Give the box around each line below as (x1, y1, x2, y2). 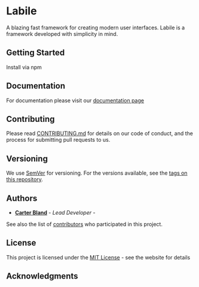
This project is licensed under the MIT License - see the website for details (6, 254, 191, 261)
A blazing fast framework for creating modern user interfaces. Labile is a (6, 24, 185, 31)
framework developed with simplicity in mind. (6, 30, 118, 37)
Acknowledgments (6, 271, 79, 282)
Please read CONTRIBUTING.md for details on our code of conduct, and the (6, 130, 193, 137)
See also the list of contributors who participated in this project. (6, 221, 163, 228)
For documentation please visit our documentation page (6, 97, 145, 104)
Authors (6, 193, 38, 203)
